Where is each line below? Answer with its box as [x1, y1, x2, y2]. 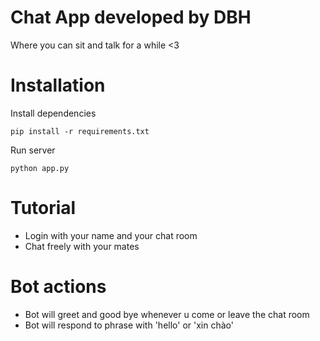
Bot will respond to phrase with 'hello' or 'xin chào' [24, 319, 234, 331]
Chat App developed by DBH [10, 6, 252, 29]
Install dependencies [10, 107, 97, 119]
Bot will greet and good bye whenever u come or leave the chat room [24, 308, 310, 320]
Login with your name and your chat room [24, 229, 198, 241]
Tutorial [10, 197, 77, 220]
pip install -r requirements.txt [10, 126, 150, 136]
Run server [10, 144, 56, 156]
